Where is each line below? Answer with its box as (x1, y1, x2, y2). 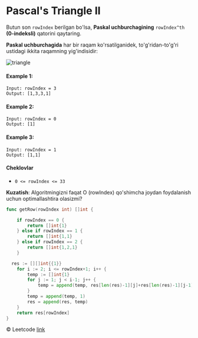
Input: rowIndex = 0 (6, 116, 57, 122)
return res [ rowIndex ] (16, 310, 70, 316)
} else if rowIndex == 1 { (16, 228, 83, 234)
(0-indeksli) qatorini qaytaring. (6, 29, 81, 37)
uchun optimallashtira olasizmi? (6, 195, 82, 202)
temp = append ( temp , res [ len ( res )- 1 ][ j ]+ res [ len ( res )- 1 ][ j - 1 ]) (37, 283, 196, 289)
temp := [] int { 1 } (27, 271, 70, 277)
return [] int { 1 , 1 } (27, 234, 72, 240)
